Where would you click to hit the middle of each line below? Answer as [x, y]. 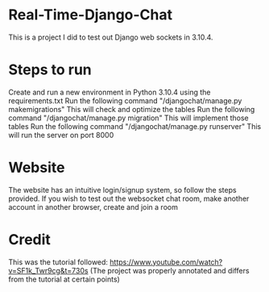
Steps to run [50, 70]
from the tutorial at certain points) [64, 279]
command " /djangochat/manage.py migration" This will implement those [128, 118]
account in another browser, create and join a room [93, 206]
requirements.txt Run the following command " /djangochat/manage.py [125, 100]
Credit [29, 240]
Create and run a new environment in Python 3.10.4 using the [110, 92]
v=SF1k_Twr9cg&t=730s [48, 270]
